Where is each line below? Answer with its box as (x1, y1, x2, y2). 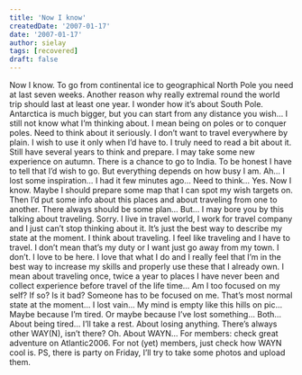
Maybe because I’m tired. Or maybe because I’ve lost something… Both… (9, 309, 282, 319)
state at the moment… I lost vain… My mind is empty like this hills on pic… (9, 299, 283, 310)
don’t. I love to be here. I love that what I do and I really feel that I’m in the (9, 252, 281, 262)
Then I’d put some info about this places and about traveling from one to (9, 194, 278, 205)
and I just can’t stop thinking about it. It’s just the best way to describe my (9, 223, 282, 234)
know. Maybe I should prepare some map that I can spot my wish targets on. (9, 185, 293, 195)
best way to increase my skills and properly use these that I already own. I (9, 262, 284, 272)
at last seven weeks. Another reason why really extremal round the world (9, 89, 280, 100)
